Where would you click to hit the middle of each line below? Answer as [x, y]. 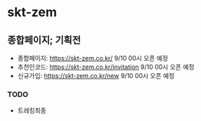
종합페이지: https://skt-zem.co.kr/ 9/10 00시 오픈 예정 [93, 58]
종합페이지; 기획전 [44, 40]
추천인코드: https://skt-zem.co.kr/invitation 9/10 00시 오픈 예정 [106, 67]
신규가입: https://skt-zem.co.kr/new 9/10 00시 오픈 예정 [96, 76]
